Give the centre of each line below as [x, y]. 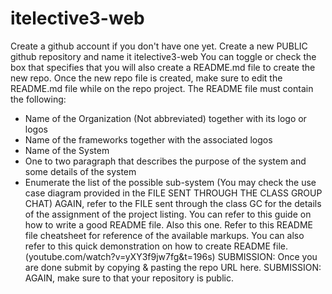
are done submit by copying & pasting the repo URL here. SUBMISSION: [173, 267]
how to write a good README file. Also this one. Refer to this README [169, 224]
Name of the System [67, 150]
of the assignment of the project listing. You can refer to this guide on [168, 214]
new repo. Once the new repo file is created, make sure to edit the [146, 78]
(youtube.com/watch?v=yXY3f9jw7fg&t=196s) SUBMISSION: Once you [171, 256]
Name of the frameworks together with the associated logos [148, 139]
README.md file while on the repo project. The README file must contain [162, 88]
